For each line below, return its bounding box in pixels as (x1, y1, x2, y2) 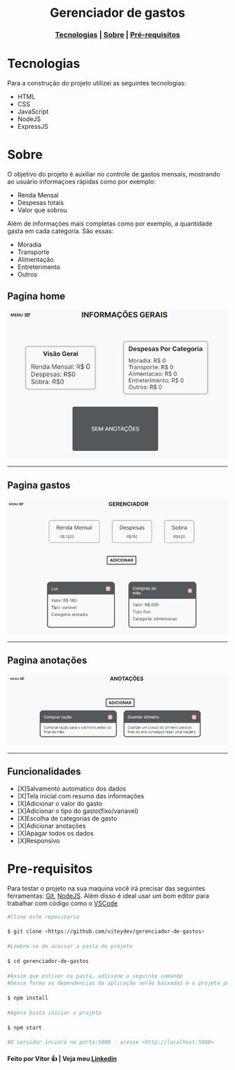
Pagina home (7, 291, 66, 303)
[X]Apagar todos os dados (17, 828, 94, 838)
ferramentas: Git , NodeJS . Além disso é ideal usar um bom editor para (7, 891, 210, 900)
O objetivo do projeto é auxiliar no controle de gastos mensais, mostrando (7, 169, 220, 178)
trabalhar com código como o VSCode (7, 898, 118, 908)
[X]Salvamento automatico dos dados (17, 784, 127, 793)
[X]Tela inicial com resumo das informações (17, 791, 145, 800)
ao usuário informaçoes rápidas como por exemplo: (7, 177, 156, 186)
